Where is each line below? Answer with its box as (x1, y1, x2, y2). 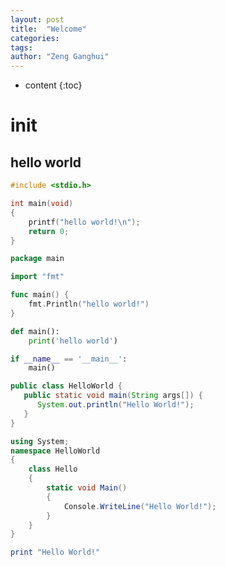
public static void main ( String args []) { (23, 391, 203, 401)
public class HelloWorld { (10, 381, 123, 391)
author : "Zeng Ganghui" (10, 52, 110, 62)
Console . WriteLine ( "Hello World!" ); (63, 501, 217, 511)
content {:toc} (24, 79, 83, 91)
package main (10, 254, 65, 264)
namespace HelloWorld (10, 446, 101, 456)
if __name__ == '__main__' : (10, 354, 128, 364)
